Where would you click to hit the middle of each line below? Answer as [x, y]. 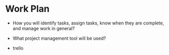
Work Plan [27, 9]
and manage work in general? [44, 28]
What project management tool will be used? [59, 38]
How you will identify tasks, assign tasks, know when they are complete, [88, 23]
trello [18, 48]
